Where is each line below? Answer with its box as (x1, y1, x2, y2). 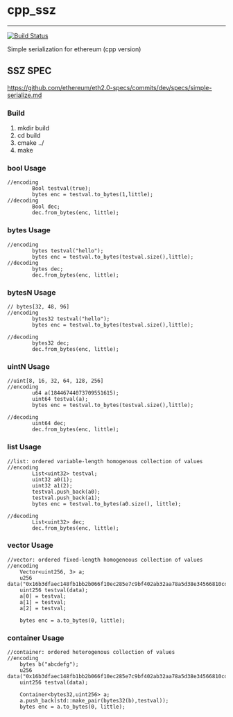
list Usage (7, 442, 42, 452)
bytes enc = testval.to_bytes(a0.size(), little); (32, 500, 182, 508)
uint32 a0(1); (32, 476, 73, 483)
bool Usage (7, 163, 46, 173)
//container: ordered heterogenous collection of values (7, 649, 175, 656)
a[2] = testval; (19, 605, 67, 612)
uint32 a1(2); (32, 482, 73, 489)
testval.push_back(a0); (32, 488, 101, 495)
